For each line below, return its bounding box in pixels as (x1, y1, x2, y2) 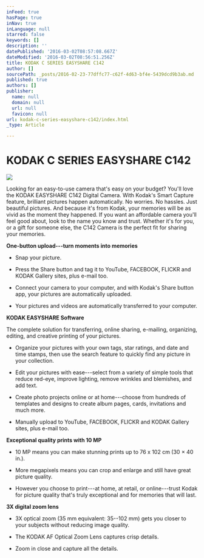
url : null (12, 105, 36, 111)
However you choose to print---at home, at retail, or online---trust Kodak (15, 485, 198, 492)
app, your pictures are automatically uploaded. (15, 290, 132, 298)
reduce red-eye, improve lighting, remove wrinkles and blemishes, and (15, 375, 192, 383)
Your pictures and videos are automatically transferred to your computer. (15, 302, 197, 310)
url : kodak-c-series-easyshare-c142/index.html (6, 116, 129, 122)
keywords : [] (6, 37, 39, 43)
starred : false (6, 32, 45, 38)
